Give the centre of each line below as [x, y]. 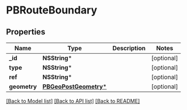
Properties [26, 32]
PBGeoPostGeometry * [75, 87]
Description [129, 48]
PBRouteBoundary [52, 10]
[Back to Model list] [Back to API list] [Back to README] [73, 101]
